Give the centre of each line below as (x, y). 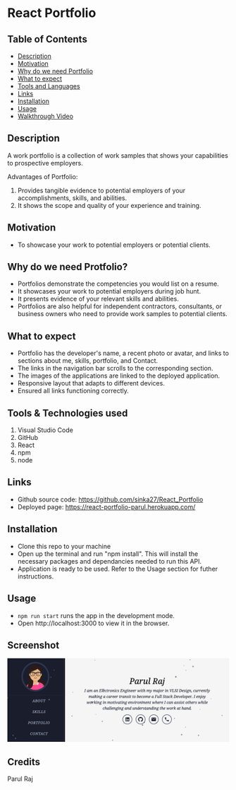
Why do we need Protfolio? (68, 267)
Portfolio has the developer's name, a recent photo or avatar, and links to (123, 353)
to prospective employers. (45, 163)
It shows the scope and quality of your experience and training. (109, 205)
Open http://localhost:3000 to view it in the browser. (93, 623)
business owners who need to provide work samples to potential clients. (122, 314)
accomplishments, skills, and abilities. (72, 198)
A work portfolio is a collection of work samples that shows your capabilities (118, 155)
